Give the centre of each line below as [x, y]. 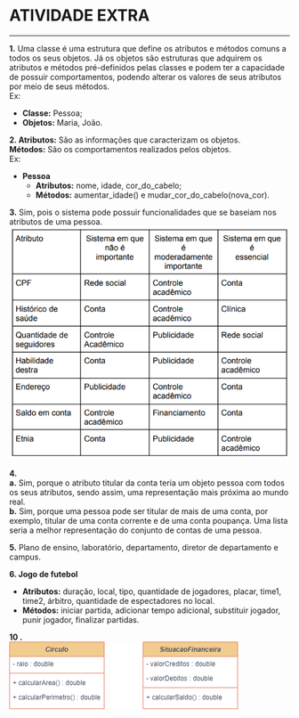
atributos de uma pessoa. [56, 221]
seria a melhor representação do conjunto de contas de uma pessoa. [136, 530]
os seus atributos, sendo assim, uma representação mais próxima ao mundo [149, 493]
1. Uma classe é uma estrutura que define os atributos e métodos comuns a [148, 48]
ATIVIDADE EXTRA [80, 16]
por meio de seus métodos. [59, 86]
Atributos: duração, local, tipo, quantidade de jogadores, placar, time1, [152, 592]
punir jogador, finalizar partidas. [81, 620]
